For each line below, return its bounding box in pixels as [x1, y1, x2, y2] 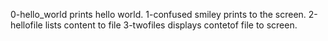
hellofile [10, 19, 43, 31]
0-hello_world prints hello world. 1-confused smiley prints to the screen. [10, 9, 307, 20]
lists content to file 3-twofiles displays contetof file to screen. [44, 19, 298, 31]
